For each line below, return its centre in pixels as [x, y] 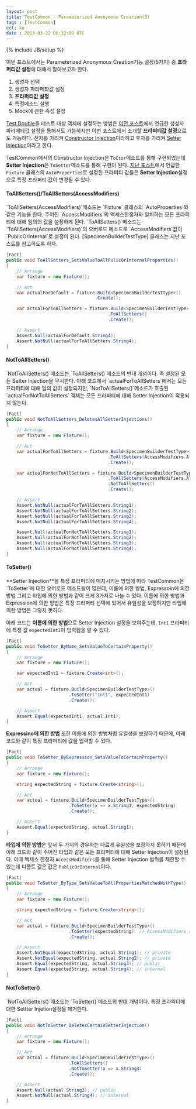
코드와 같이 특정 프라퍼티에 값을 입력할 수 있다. [59, 741]
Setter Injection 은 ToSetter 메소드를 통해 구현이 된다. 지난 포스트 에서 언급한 [93, 165]
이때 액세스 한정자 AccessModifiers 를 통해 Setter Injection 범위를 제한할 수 [99, 859]
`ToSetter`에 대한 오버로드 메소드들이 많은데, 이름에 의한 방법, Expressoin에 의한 [98, 588]
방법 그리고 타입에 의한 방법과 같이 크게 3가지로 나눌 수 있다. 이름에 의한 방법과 [95, 595]
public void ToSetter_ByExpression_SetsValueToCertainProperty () [87, 758]
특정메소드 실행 [32, 104]
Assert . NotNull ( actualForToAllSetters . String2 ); [77, 511]
